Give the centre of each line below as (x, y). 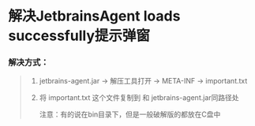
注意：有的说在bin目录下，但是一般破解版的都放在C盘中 (130, 114)
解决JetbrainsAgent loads (94, 16)
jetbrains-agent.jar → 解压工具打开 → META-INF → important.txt (143, 81)
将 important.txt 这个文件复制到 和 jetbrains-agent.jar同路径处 (139, 98)
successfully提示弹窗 (79, 36)
